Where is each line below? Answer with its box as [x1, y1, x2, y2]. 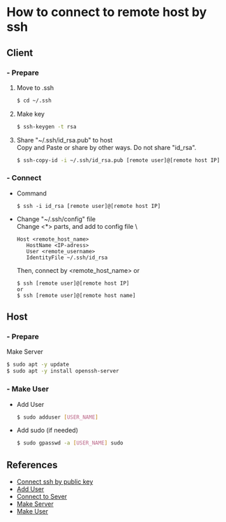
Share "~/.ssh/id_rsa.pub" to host [16, 135, 113, 144]
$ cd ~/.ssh [16, 97, 52, 104]
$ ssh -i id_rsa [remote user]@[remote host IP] [16, 202, 161, 209]
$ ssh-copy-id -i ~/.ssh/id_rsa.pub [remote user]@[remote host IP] [16, 156, 220, 164]
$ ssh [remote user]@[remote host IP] [16, 280, 130, 287]
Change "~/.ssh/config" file [16, 214, 96, 223]
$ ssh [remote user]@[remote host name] [16, 292, 136, 299]
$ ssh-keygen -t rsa [16, 123, 77, 130]
